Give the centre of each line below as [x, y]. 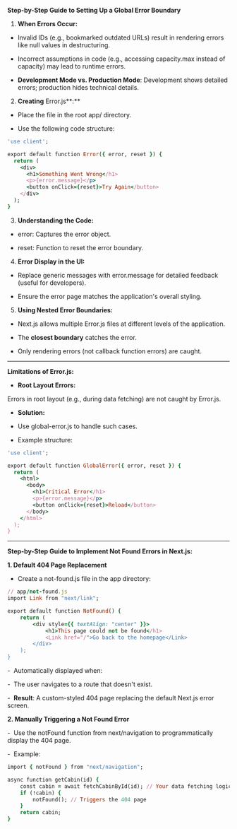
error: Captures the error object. [64, 234]
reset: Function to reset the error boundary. [80, 247]
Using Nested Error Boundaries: [65, 310]
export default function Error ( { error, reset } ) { [85, 154]
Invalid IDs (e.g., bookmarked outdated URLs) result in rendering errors [121, 37]
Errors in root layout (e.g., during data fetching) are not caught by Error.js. [114, 399]
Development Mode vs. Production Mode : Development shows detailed [122, 80]
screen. [18, 705]
